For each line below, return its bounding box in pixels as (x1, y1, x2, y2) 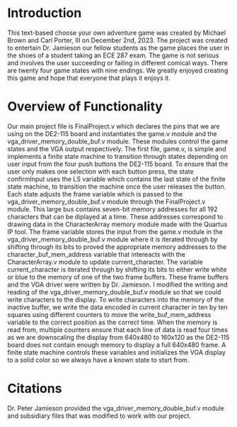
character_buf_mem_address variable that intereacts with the (7, 250, 186, 258)
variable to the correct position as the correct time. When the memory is (7, 318, 218, 326)
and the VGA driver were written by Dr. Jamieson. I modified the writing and (7, 280, 228, 289)
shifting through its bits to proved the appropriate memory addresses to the (7, 243, 227, 251)
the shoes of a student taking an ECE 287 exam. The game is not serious (7, 51, 219, 60)
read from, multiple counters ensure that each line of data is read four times (7, 325, 229, 334)
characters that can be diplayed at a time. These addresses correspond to (7, 212, 224, 221)
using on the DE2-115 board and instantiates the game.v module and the (7, 129, 217, 138)
